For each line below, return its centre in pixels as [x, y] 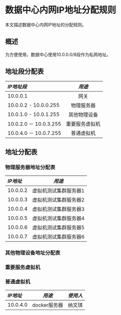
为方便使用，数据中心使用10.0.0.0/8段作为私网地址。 [58, 54]
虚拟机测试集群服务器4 [58, 219]
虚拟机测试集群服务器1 [58, 191]
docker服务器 [48, 305]
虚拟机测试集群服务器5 [58, 228]
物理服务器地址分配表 [30, 167]
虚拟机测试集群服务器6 [58, 237]
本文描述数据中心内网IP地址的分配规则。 [46, 25]
